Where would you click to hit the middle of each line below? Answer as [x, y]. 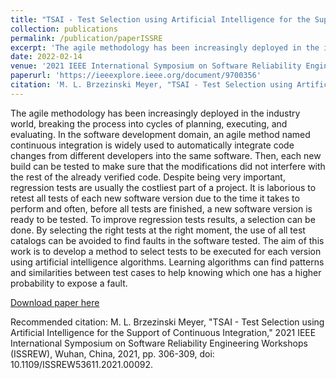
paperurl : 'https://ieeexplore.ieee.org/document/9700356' [136, 76]
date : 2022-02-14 [46, 57]
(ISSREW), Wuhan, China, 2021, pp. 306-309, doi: [112, 353]
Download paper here [55, 302]
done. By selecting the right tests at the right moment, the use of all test [158, 230]
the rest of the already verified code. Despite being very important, [148, 177]
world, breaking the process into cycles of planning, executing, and [149, 123]
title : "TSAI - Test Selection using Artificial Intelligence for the [160, 19]
